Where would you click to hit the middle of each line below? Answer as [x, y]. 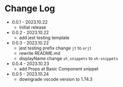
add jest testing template [44, 38]
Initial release [32, 27]
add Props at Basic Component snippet [59, 68]
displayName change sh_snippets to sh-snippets [69, 58]
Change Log [30, 9]
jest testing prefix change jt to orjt [55, 48]
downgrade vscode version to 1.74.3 [56, 79]
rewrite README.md [40, 53]
